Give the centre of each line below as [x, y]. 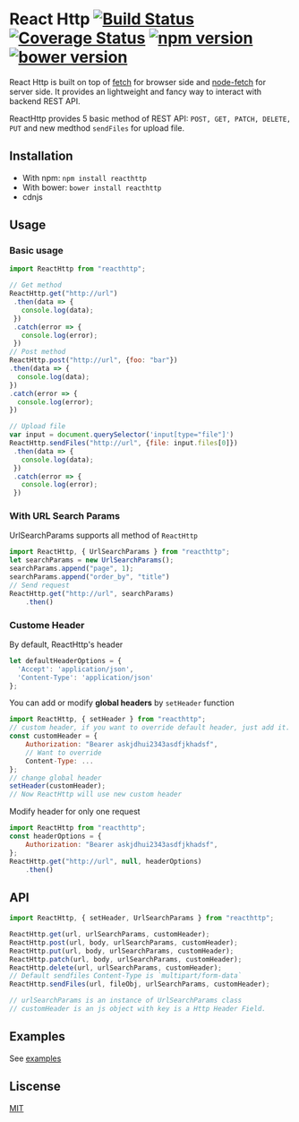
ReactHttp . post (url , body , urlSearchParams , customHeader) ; [124, 942]
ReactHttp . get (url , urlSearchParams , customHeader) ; [110, 935]
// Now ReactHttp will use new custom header [95, 794]
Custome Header [47, 625]
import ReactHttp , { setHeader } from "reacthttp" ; [107, 720]
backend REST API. [45, 101]
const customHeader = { [54, 736]
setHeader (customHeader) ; [57, 786]
